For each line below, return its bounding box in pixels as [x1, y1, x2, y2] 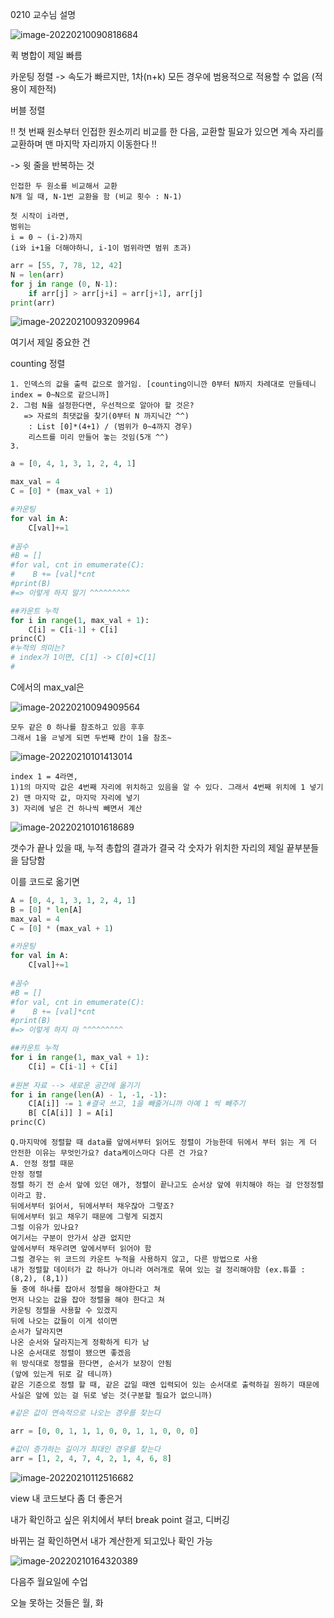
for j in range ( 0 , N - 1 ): [10, 279, 118, 289]
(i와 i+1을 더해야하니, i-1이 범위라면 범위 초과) [10, 243, 192, 253]
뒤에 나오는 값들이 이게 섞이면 [10, 1316, 118, 1326]
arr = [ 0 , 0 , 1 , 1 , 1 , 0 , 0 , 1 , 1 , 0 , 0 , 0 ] [10, 1426, 199, 1436]
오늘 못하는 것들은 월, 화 [10, 1596, 104, 1608]
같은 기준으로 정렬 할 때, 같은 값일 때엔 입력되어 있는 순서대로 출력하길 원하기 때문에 [10, 1380, 320, 1390]
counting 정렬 [10, 358, 66, 370]
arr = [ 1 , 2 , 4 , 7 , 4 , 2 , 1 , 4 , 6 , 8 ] [10, 1453, 172, 1463]
